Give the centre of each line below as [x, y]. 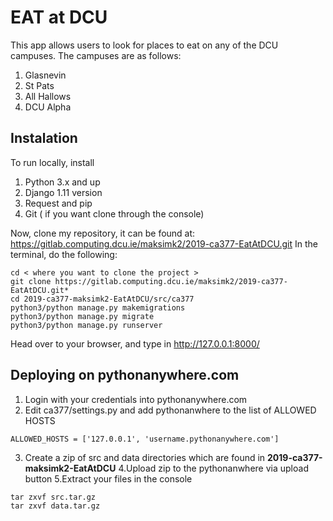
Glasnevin [45, 75]
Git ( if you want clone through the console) [114, 213]
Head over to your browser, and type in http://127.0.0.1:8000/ [135, 343]
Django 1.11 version [63, 192]
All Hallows [48, 96]
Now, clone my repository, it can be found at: [103, 233]
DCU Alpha [48, 107]
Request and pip [58, 203]
